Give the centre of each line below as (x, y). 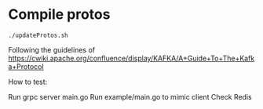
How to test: (28, 82)
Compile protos (59, 15)
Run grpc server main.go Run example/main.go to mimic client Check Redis (130, 96)
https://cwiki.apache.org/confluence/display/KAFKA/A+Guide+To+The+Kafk (131, 58)
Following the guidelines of (52, 49)
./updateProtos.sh (38, 35)
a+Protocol (26, 66)
